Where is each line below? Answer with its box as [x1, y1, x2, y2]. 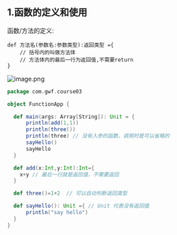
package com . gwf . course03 [7, 88, 82, 95]
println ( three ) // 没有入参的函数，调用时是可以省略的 [25, 133, 170, 140]
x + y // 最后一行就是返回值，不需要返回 [19, 171, 119, 178]
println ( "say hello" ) [25, 209, 89, 216]
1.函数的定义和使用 [7, 6, 88, 19]
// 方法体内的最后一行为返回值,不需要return [19, 56, 134, 63]
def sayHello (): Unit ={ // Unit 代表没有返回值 [13, 202, 149, 210]
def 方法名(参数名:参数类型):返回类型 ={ [7, 41, 115, 49]
